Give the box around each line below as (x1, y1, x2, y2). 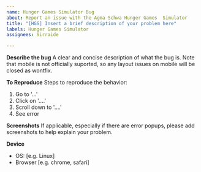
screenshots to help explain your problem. (6, 129, 113, 136)
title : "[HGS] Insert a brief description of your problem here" (6, 20, 176, 26)
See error (15, 110, 40, 118)
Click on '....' (15, 97, 47, 105)
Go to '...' (15, 91, 38, 98)
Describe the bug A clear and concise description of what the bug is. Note (6, 54, 195, 61)
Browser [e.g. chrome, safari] (15, 159, 90, 166)
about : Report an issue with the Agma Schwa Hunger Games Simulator (6, 15, 188, 21)
